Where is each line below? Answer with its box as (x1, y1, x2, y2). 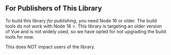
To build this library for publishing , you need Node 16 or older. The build (5, 17, 157, 23)
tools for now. (5, 34, 34, 40)
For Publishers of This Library (5, 4, 102, 13)
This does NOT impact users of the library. (5, 43, 96, 50)
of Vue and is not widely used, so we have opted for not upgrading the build (5, 28, 166, 35)
